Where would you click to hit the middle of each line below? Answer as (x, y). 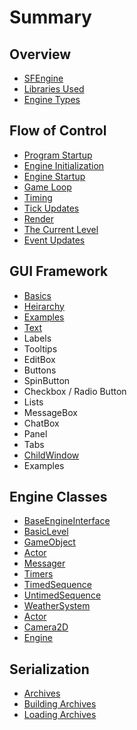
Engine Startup (54, 176)
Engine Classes (58, 497)
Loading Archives (60, 715)
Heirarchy (44, 306)
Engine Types (52, 99)
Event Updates (54, 240)
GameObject (49, 542)
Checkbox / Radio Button (75, 391)
